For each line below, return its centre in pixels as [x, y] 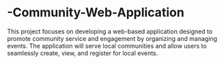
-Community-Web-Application [96, 13]
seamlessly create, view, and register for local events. [83, 53]
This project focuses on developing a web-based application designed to [110, 31]
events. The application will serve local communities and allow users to [107, 46]
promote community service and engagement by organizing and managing [112, 38]
